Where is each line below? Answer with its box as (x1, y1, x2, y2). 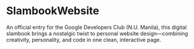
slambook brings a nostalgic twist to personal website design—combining (6, 30, 189, 37)
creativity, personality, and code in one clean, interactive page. (6, 36, 162, 43)
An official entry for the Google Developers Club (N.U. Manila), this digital (6, 24, 187, 31)
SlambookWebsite (6, 4, 99, 18)
